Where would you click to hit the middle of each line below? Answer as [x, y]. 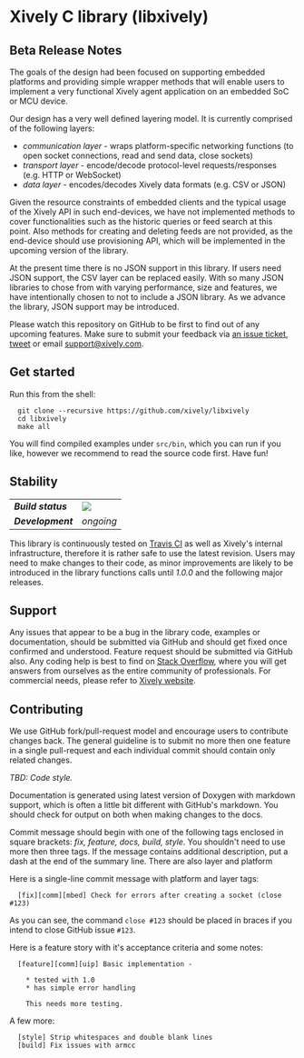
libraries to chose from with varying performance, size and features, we [143, 287]
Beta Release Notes [66, 50]
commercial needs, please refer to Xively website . [103, 681]
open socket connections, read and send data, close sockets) [138, 155]
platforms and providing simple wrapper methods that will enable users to [147, 82]
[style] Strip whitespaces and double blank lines [115, 1038]
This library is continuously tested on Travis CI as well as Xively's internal [146, 544]
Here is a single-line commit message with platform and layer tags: [134, 879]
